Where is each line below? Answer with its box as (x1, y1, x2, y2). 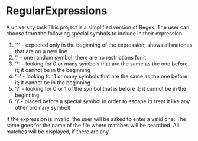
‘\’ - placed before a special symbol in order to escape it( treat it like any (14, 97, 190, 104)
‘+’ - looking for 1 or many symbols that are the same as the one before (14, 73, 188, 80)
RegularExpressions (6, 4, 108, 18)
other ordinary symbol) (14, 104, 71, 111)
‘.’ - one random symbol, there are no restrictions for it (14, 54, 147, 61)
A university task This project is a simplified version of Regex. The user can (6, 24, 190, 31)
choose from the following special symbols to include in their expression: (6, 29, 184, 37)
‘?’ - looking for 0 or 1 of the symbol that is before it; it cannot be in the (14, 85, 187, 92)
